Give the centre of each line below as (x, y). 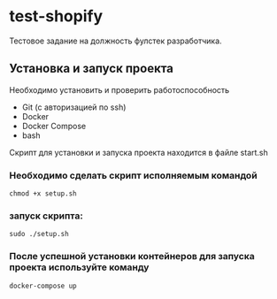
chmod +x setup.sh (43, 194)
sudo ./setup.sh (39, 234)
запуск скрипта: (46, 216)
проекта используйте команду (79, 267)
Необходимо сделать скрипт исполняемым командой (134, 175)
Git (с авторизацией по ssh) (74, 107)
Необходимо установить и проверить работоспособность (119, 89)
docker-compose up (43, 286)
